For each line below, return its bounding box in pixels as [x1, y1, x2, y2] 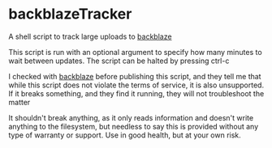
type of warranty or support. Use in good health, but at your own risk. [8, 130, 241, 140]
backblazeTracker [8, 5, 132, 23]
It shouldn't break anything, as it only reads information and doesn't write [8, 112, 254, 122]
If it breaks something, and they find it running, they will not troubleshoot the [8, 88, 265, 98]
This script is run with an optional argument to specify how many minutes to [8, 47, 262, 57]
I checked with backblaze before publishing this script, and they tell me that [8, 71, 261, 81]
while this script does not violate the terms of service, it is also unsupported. [8, 80, 265, 90]
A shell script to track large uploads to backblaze [8, 32, 172, 41]
